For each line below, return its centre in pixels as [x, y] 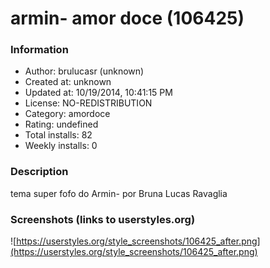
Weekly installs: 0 [61, 146]
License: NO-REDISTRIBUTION [88, 103]
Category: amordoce [67, 114]
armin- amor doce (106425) [127, 18]
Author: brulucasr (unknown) [84, 71]
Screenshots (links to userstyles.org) [103, 219]
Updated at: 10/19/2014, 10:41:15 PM [98, 93]
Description [39, 172]
